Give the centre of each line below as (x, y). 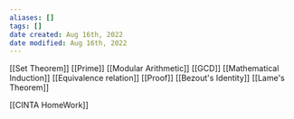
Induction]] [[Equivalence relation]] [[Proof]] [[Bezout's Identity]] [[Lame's (147, 78)
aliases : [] (32, 18)
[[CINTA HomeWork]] (49, 105)
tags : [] (26, 26)
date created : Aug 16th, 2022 (66, 34)
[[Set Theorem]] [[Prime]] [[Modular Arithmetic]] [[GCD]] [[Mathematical (144, 69)
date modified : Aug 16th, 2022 (68, 43)
